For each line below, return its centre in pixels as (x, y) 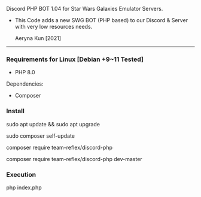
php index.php (24, 187)
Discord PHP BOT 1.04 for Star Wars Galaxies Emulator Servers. (85, 9)
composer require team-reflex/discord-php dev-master (74, 159)
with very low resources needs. (54, 27)
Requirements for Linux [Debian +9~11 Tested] (75, 59)
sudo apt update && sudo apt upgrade (53, 124)
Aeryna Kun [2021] (38, 38)
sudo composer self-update (41, 136)
